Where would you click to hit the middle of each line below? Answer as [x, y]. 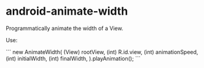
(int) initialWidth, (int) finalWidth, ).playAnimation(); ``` [73, 58]
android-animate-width [67, 11]
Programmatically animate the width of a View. [65, 28]
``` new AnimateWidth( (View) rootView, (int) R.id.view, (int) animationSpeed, [102, 52]
